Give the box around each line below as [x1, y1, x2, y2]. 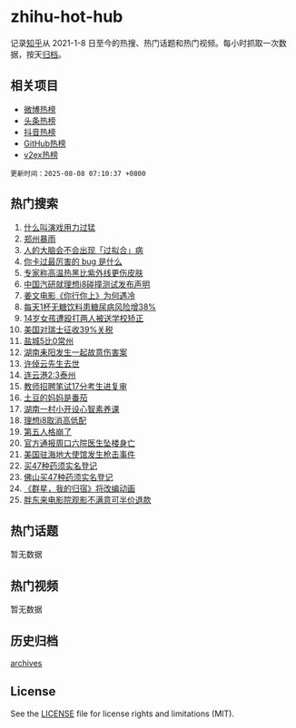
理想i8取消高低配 [23, 415, 87, 426]
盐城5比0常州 [23, 335, 74, 346]
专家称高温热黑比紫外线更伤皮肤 [23, 267, 143, 278]
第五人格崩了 [23, 426, 72, 437]
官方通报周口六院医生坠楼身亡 [23, 438, 135, 448]
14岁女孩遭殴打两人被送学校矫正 [23, 312, 144, 323]
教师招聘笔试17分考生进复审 [23, 380, 128, 391]
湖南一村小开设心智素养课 [23, 403, 120, 414]
